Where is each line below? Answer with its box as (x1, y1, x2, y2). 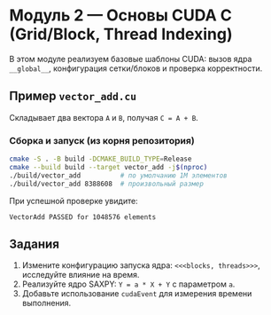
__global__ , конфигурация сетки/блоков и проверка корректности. (9, 63, 263, 74)
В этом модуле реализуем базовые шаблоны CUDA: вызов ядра (9, 53, 252, 64)
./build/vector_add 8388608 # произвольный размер (9, 179, 204, 188)
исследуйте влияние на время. (21, 270, 140, 280)
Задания (9, 236, 60, 251)
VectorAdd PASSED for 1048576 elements (9, 212, 157, 222)
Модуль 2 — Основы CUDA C (9, 5, 232, 26)
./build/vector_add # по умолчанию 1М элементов (9, 170, 228, 180)
